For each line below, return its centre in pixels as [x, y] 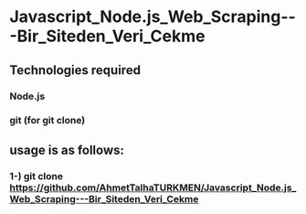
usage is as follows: [67, 150]
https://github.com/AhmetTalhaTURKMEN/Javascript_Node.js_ [153, 187]
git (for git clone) [47, 121]
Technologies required [75, 70]
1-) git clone [37, 176]
